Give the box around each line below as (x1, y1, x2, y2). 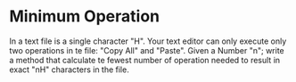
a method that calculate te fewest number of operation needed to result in (9, 54, 281, 65)
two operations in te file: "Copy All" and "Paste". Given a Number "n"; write (9, 45, 285, 55)
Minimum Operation (9, 6, 160, 27)
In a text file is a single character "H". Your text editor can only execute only (9, 36, 287, 46)
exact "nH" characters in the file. (9, 64, 129, 75)
